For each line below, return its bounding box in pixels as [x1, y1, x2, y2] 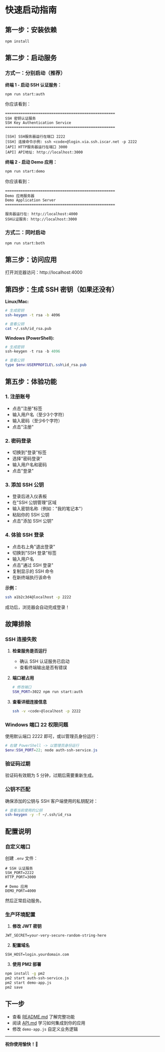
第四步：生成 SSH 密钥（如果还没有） [5, 285, 119, 293]
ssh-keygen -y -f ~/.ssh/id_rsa [5, 812, 71, 818]
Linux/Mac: [5, 298, 29, 305]
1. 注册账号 [5, 393, 30, 400]
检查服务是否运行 [12, 648, 47, 654]
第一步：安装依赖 [5, 26, 57, 34]
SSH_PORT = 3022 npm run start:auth [12, 689, 83, 695]
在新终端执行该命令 [12, 574, 52, 580]
